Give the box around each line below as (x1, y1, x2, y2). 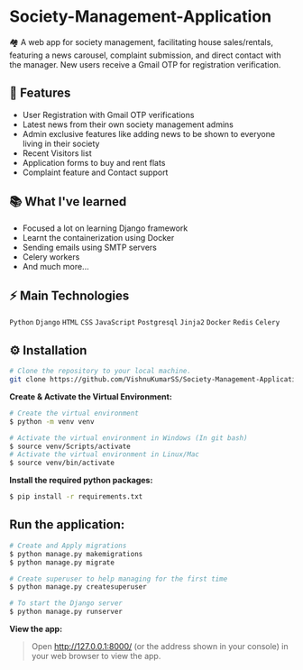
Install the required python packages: (9, 475, 153, 486)
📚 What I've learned (9, 194, 127, 209)
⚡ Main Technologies (9, 288, 130, 303)
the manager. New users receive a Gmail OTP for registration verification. (9, 59, 281, 69)
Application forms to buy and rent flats (22, 157, 166, 168)
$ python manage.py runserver (9, 607, 124, 617)
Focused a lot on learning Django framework (22, 223, 188, 234)
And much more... (22, 261, 89, 271)
